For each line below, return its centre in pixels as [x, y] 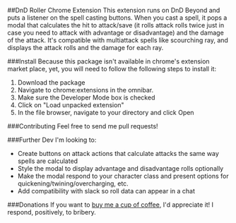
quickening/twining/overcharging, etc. [73, 183]
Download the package [51, 83]
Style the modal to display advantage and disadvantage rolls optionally [120, 168]
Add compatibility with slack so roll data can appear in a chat [106, 191]
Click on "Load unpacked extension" [71, 105]
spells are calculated [48, 161]
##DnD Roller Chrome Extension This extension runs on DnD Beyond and [114, 10]
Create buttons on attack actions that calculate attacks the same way [118, 153]
